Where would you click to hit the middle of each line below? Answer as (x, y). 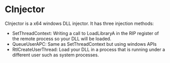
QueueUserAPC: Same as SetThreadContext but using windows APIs (84, 44)
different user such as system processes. (55, 55)
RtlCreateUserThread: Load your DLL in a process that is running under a (89, 49)
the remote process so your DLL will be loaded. (62, 39)
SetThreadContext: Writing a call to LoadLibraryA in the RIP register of (86, 33)
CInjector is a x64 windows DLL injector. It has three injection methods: (79, 23)
